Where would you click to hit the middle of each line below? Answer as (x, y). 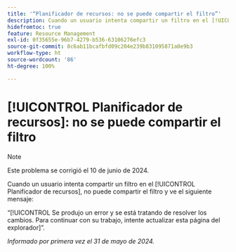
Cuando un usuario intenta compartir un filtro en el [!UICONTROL (101, 184)
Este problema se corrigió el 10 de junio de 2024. (78, 170)
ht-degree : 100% (31, 66)
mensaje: (20, 199)
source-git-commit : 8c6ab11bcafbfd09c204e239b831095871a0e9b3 (100, 46)
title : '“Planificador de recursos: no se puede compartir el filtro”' (114, 14)
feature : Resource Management (52, 33)
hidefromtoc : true (34, 27)
